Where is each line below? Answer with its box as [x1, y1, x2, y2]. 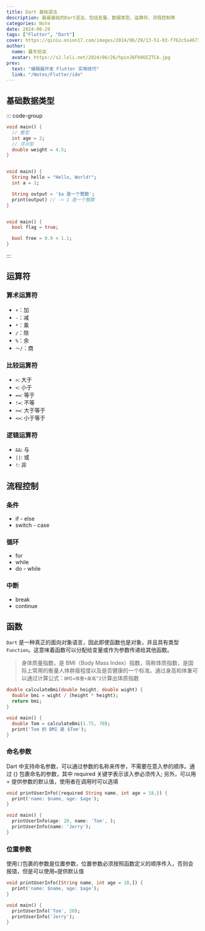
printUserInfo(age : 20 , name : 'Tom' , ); [12, 818, 116, 824]
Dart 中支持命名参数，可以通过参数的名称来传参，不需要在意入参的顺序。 [6, 763, 190, 770]
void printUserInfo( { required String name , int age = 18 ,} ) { [6, 790, 168, 796]
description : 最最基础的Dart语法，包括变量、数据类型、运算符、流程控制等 [6, 15, 176, 21]
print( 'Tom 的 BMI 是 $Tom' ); [12, 726, 87, 733]
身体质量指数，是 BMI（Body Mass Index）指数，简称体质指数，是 [21, 659, 189, 667]
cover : [6, 37, 23, 43]
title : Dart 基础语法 [6, 9, 58, 15]
